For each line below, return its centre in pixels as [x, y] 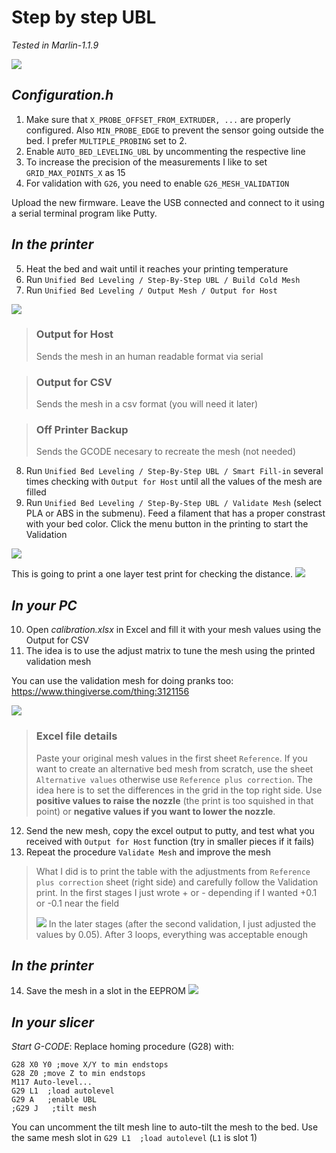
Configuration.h [62, 95]
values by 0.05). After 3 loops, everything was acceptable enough [171, 934]
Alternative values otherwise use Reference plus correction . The [174, 779]
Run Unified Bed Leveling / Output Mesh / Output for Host [151, 290]
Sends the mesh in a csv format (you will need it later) [147, 404]
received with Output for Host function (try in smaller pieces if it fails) [170, 841]
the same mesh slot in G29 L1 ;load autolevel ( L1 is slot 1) [134, 1138]
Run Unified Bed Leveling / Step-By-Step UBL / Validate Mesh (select [173, 503]
